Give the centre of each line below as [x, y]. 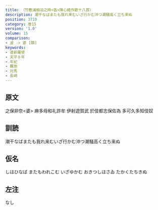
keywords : [16, 48]
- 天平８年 [15, 57]
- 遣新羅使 [15, 52]
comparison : [18, 38]
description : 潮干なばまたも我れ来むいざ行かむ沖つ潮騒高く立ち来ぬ [69, 15]
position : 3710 [21, 19]
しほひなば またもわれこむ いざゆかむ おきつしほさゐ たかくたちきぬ [76, 172]
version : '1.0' [21, 29]
